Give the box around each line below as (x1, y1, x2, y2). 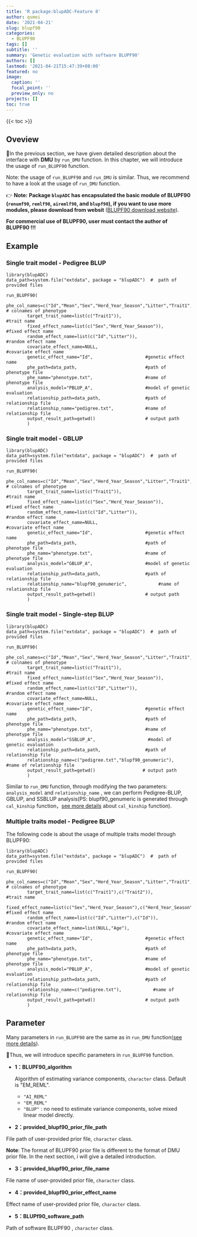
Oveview (6, 134, 39, 144)
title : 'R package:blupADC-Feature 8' (6, 8, 101, 15)
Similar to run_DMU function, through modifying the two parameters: (6, 783, 168, 790)
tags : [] (6, 42, 28, 48)
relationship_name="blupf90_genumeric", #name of (27, 582, 180, 587)
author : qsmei (6, 14, 41, 20)
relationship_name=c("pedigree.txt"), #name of (27, 986, 175, 992)
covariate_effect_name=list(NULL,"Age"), (27, 925, 130, 931)
